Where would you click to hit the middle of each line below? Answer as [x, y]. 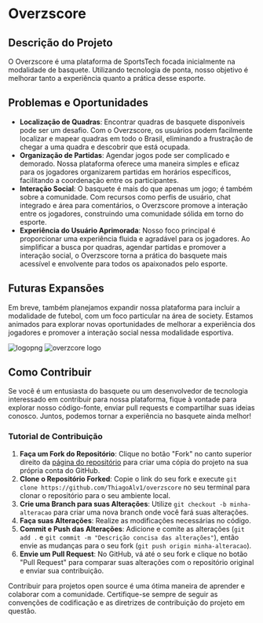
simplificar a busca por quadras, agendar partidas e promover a [122, 247]
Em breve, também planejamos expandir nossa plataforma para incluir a [124, 307]
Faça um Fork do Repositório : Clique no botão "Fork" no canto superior [136, 453]
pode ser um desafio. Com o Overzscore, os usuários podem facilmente [136, 130]
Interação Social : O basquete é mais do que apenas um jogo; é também [136, 189]
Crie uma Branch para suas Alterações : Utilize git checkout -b [123, 504]
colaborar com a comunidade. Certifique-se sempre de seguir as [113, 594]
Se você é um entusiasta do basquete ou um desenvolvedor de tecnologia [128, 391]
